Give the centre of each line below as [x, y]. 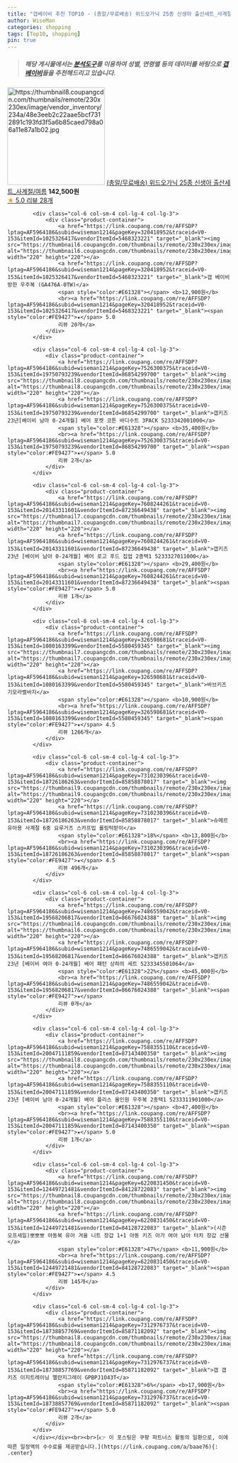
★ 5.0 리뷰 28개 [30, 200]
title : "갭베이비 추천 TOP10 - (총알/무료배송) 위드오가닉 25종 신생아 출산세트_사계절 [120, 14]
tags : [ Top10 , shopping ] [44, 34]
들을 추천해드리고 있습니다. [79, 72]
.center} [20, 1453]
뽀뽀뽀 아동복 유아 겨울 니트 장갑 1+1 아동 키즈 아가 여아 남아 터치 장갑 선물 [129, 1236]
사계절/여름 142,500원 [48, 192]
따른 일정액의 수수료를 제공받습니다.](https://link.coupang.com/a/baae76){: [113, 1447]
